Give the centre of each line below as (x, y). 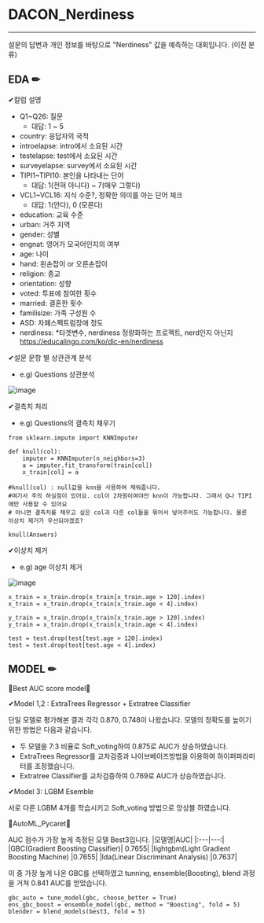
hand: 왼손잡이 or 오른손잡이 (64, 263)
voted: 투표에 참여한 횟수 (58, 293)
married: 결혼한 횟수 (51, 303)
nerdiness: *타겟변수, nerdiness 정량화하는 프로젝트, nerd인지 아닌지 (126, 333)
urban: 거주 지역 (45, 224)
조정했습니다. (54, 766)
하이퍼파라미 (236, 756)
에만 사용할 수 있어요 (38, 504)
